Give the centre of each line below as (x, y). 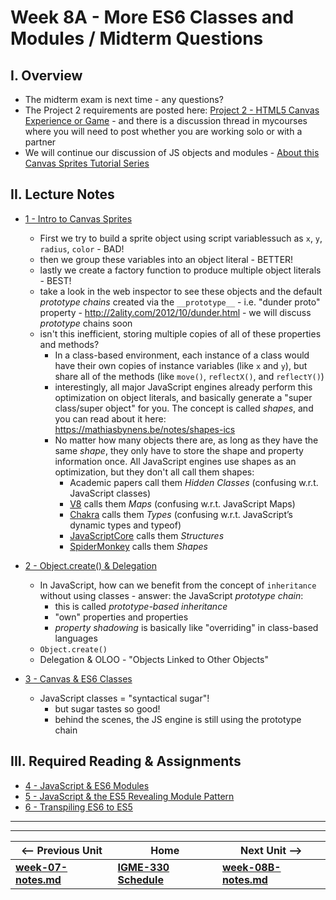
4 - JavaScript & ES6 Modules (87, 785)
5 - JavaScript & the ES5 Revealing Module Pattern (129, 796)
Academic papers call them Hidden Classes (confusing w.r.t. (194, 482)
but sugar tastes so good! (107, 708)
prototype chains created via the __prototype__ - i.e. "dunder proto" (180, 302)
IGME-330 (143, 867)
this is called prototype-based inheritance (141, 606)
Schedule (140, 879)
